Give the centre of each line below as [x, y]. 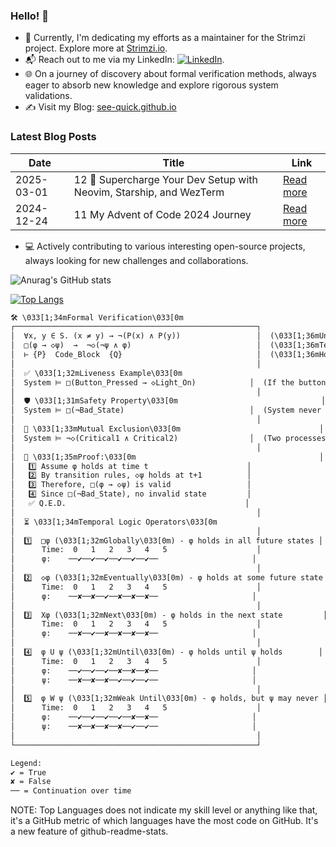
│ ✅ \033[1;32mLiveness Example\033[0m [96, 373]
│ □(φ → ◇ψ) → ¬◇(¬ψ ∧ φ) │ [136, 345]
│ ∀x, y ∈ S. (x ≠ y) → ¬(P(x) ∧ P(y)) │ [136, 336]
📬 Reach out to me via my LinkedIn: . [124, 60]
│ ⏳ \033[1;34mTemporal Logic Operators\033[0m [114, 522]
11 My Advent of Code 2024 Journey [162, 214]
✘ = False [31, 782]
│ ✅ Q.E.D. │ [130, 504]
